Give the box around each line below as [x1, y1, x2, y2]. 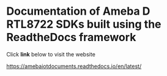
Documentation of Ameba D [6, 4, 150, 18]
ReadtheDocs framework [6, 31, 136, 44]
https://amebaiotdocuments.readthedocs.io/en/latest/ [6, 63, 142, 70]
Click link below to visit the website [6, 50, 96, 58]
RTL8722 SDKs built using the [6, 17, 161, 31]
